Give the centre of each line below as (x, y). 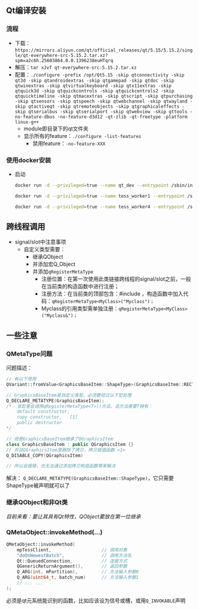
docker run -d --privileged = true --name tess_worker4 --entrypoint (100, 207)
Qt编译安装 (26, 11)
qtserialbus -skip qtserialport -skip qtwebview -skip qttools (108, 111)
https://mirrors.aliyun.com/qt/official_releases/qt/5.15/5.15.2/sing (104, 50)
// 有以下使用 (21, 379)
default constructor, (43, 412)
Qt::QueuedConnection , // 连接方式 (72, 561)
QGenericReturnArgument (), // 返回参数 (72, 566)
